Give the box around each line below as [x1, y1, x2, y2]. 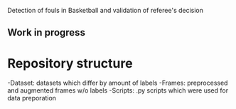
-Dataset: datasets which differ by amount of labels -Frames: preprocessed [7, 78, 228, 88]
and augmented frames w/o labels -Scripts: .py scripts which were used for [7, 86, 229, 95]
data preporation [7, 94, 57, 103]
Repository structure [7, 55, 133, 71]
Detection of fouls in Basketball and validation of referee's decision [7, 6, 204, 14]
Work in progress [7, 26, 85, 38]
